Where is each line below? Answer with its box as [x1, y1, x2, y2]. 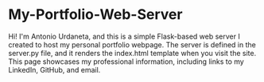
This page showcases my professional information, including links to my [8, 57, 244, 66]
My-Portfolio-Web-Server [8, 6, 183, 24]
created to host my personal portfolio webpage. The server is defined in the [8, 39, 256, 49]
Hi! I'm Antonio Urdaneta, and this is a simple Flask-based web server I [8, 32, 240, 41]
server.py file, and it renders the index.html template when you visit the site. [8, 48, 257, 58]
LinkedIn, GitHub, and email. [8, 65, 101, 74]
